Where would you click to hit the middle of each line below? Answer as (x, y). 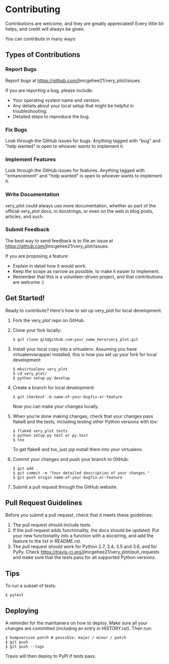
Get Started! (25, 298)
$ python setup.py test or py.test (50, 435)
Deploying (22, 611)
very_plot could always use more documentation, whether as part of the (81, 205)
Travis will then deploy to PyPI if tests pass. (51, 656)
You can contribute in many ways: (41, 39)
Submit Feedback (27, 229)
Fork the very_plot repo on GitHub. (49, 320)
